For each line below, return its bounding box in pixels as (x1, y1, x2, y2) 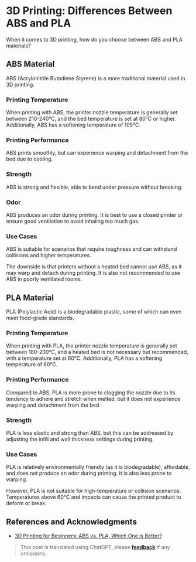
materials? (6, 42, 31, 49)
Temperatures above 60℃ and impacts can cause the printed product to (6, 493, 181, 500)
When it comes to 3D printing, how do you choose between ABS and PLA (6, 36, 183, 43)
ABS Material (6, 59, 55, 69)
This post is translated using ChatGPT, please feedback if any (20, 544, 170, 551)
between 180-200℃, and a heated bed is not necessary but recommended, (6, 349, 188, 356)
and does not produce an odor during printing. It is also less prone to (6, 470, 172, 477)
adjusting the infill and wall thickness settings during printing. (6, 435, 154, 442)
